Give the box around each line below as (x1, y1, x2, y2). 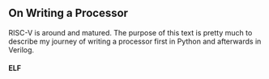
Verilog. (8, 44, 35, 55)
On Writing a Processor (8, 6, 128, 20)
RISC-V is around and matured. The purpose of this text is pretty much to (8, 27, 253, 37)
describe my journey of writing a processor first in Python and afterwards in (8, 36, 262, 46)
